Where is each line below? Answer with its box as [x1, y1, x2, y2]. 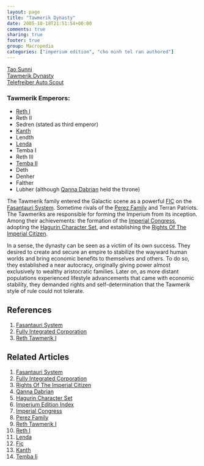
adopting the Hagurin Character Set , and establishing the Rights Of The [7, 224, 187, 231]
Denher [15, 172, 35, 180]
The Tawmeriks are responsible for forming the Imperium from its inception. [7, 210, 198, 218]
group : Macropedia [7, 43, 54, 50]
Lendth [15, 134, 34, 141]
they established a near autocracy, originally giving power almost [7, 261, 170, 269]
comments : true [7, 26, 46, 32]
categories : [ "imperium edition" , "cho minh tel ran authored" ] [7, 49, 174, 55]
